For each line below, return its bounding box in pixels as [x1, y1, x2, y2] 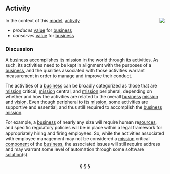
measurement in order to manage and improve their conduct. [5, 73, 133, 79]
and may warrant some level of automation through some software [5, 146, 144, 152]
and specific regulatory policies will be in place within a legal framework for [5, 125, 163, 131]
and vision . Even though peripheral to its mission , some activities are [5, 99, 148, 105]
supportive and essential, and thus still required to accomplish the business [5, 104, 162, 110]
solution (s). [5, 152, 29, 158]
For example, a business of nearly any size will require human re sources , [5, 119, 157, 125]
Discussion [5, 45, 34, 52]
